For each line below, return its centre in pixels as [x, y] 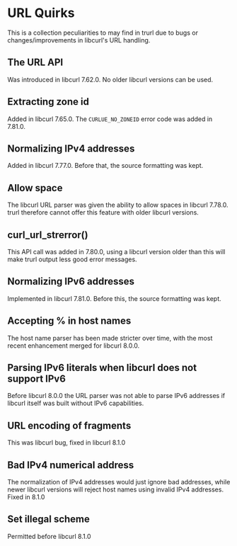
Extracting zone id [48, 102]
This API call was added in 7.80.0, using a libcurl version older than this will [116, 252]
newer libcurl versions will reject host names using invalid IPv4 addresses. [116, 489]
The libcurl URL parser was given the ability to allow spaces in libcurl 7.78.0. [118, 205]
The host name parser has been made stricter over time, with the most [110, 338]
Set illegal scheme [49, 519]
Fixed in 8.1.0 [26, 497]
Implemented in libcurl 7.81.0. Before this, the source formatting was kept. [114, 298]
